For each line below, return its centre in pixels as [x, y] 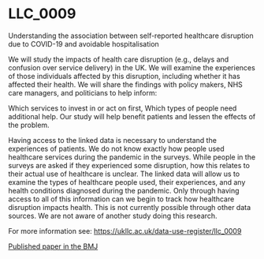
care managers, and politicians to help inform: [83, 92]
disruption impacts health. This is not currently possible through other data [130, 207]
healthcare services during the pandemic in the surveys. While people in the [132, 157]
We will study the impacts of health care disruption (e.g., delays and [119, 59]
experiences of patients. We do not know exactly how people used [116, 148]
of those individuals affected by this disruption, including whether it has [124, 76]
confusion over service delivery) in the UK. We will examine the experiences [132, 67]
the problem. [29, 125]
